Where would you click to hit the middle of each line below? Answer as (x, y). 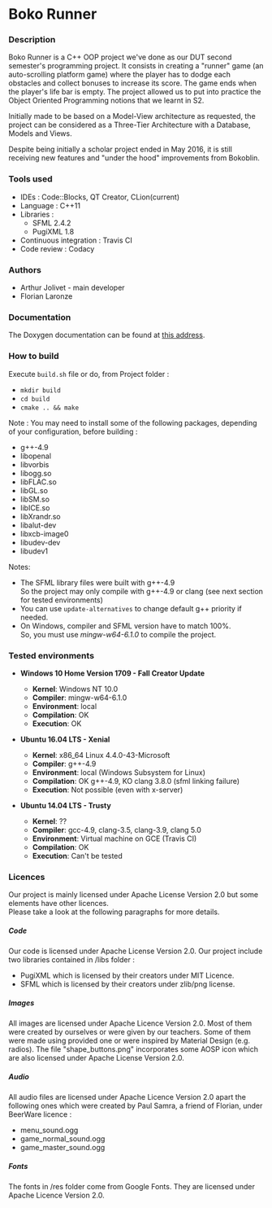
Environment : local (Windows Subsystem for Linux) (119, 772)
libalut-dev (38, 525)
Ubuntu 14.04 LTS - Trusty (65, 805)
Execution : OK (57, 723)
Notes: (19, 567)
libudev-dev (40, 542)
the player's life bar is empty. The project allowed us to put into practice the (135, 92)
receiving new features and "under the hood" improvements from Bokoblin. (134, 158)
